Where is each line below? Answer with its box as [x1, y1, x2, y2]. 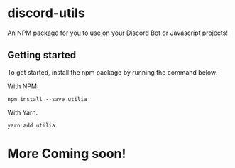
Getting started [7, 49, 77, 61]
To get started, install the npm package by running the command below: [7, 68, 218, 76]
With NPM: [7, 82, 39, 90]
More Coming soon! [7, 145, 126, 162]
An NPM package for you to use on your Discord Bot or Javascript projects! [7, 28, 229, 37]
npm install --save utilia [7, 95, 87, 103]
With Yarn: [7, 108, 38, 117]
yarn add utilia [7, 122, 55, 129]
